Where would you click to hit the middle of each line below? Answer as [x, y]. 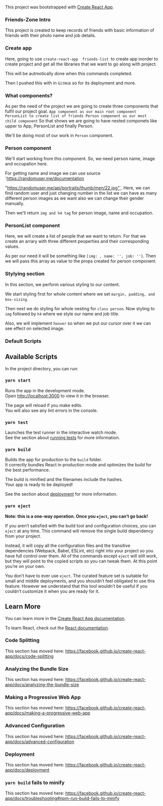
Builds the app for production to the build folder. [54, 460]
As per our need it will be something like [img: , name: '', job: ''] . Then [81, 256]
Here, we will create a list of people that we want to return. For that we [75, 236]
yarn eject [18, 506]
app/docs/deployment [27, 770]
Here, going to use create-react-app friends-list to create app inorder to [81, 59]
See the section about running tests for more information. [63, 438]
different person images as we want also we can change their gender [74, 198]
